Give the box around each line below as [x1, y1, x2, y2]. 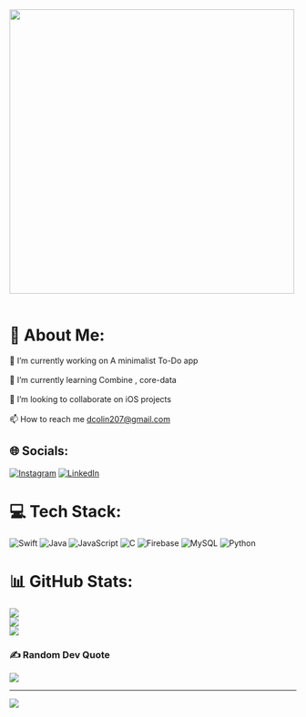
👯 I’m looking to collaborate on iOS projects [9, 393, 171, 404]
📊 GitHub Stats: [9, 571, 134, 591]
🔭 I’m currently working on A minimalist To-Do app [9, 355, 199, 366]
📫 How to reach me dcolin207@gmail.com [9, 413, 171, 424]
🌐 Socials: [9, 443, 69, 459]
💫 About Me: [9, 325, 106, 346]
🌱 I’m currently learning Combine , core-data [9, 374, 178, 385]
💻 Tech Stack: [9, 500, 122, 521]
